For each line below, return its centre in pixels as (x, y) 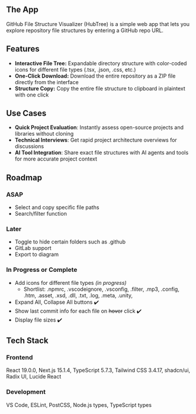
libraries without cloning (44, 134)
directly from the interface (46, 82)
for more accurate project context (56, 159)
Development (26, 392)
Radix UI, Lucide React (34, 377)
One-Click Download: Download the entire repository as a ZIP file (95, 76)
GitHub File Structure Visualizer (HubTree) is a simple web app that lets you (98, 24)
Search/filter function (41, 214)
